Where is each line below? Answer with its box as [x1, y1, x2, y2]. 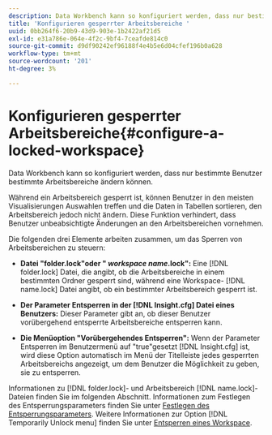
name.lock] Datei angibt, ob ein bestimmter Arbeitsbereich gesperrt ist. [19, 284, 257, 294]
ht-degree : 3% [8, 65, 57, 73]
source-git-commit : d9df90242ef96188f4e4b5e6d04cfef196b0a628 [8, 42, 223, 50]
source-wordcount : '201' [8, 58, 92, 66]
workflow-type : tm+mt [8, 50, 82, 58]
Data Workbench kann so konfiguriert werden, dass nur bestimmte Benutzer [8, 168, 263, 178]
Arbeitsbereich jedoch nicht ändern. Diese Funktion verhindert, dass [8, 209, 236, 219]
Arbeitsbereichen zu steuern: [8, 243, 106, 252]
